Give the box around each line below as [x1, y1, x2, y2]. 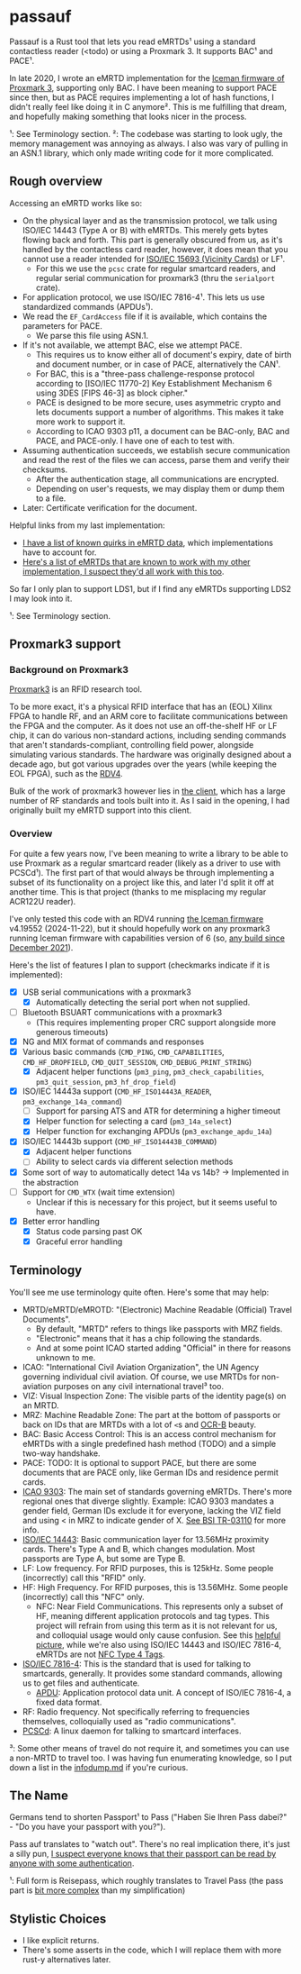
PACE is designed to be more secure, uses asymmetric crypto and [35, 396, 281, 407]
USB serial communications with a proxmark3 [22, 987, 191, 997]
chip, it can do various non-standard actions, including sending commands [9, 730, 287, 741]
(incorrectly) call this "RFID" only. [22, 1572, 146, 1583]
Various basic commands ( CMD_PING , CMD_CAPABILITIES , [22, 1046, 225, 1057]
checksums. [22, 464, 68, 475]
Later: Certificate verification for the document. [22, 502, 198, 513]
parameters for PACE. [22, 320, 103, 331]
